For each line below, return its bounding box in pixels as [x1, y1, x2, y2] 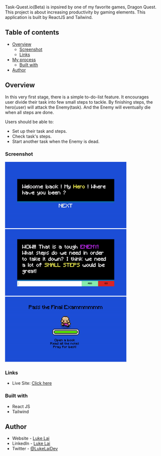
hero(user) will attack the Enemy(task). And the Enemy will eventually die [5, 104, 151, 110]
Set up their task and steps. [12, 128, 67, 134]
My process [12, 57, 36, 63]
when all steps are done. [5, 109, 54, 115]
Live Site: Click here [12, 380, 52, 386]
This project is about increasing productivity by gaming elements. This [5, 9, 145, 15]
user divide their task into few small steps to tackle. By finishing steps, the [5, 99, 153, 105]
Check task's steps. [12, 133, 52, 139]
